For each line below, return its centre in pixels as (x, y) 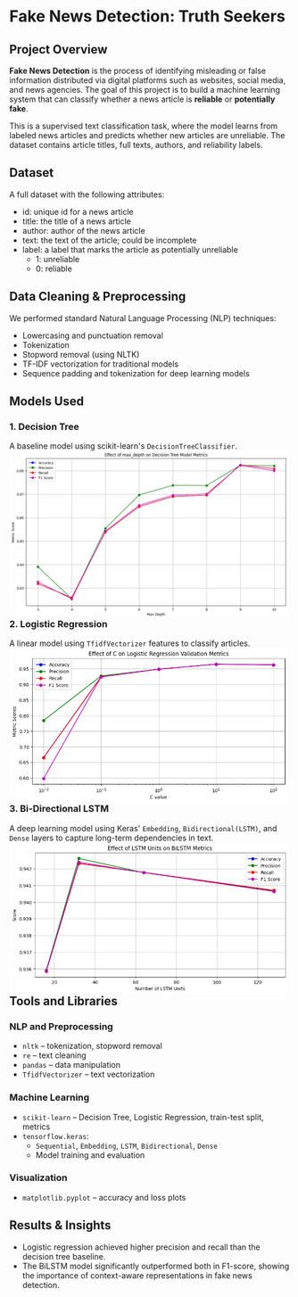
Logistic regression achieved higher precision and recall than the (141, 1247)
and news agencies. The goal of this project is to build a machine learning (145, 90)
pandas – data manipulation (71, 1065)
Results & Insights (60, 1225)
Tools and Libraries (63, 1001)
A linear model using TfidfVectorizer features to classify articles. (130, 643)
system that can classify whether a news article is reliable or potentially (142, 99)
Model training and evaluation (90, 1155)
